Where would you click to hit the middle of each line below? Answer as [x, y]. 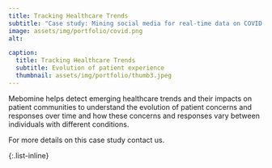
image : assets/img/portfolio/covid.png [76, 31]
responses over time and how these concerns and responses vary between [134, 115]
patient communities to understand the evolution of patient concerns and [130, 107]
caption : [23, 53]
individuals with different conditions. [69, 124]
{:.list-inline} [29, 155]
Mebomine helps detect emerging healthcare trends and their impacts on [130, 99]
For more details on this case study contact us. [87, 140]
